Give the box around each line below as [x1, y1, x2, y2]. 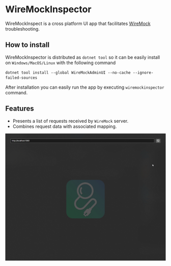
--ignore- [132, 70, 154, 75]
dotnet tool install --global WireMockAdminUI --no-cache [5, 70, 131, 75]
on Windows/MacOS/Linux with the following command [5, 60, 116, 66]
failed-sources [5, 75, 38, 80]
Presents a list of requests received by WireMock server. [12, 118, 129, 124]
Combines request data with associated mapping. [12, 123, 117, 129]
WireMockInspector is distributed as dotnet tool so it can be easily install [5, 54, 160, 60]
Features [5, 104, 34, 113]
